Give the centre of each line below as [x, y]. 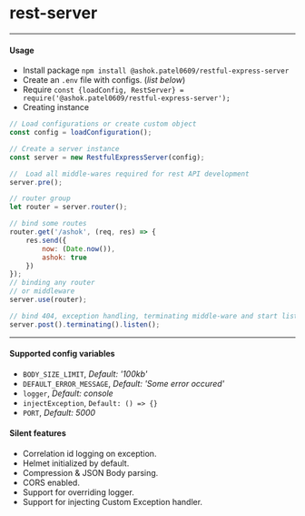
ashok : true [65, 258]
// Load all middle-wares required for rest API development [129, 174]
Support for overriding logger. [78, 492]
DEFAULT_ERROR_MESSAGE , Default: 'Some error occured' [123, 383]
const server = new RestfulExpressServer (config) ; [107, 157]
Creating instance [55, 107]
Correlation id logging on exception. [89, 454]
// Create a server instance [64, 148]
